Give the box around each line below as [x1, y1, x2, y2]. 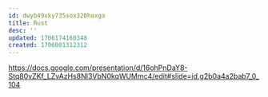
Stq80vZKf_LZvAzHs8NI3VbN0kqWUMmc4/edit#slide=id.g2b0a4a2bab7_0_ [8, 72, 260, 81]
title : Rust [8, 19, 48, 27]
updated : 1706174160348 [8, 33, 88, 42]
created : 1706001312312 [8, 41, 88, 49]
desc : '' [8, 26, 38, 34]
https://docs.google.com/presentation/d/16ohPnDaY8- [8, 63, 188, 72]
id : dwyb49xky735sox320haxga [8, 11, 106, 20]
